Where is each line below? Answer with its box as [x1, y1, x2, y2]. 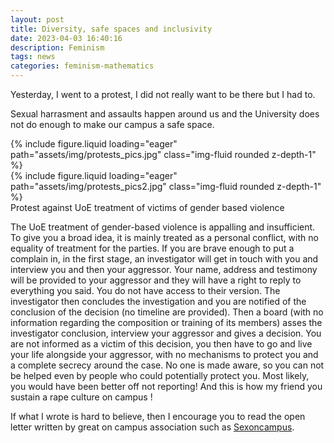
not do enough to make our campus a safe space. [10, 119, 215, 130]
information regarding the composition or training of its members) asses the [10, 317, 323, 328]
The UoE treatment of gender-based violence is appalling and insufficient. [10, 221, 316, 233]
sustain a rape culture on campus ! [10, 391, 153, 403]
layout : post [10, 14, 65, 25]
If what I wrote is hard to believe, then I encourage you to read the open [10, 411, 306, 422]
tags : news [10, 52, 56, 62]
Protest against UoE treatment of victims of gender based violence [10, 202, 285, 213]
